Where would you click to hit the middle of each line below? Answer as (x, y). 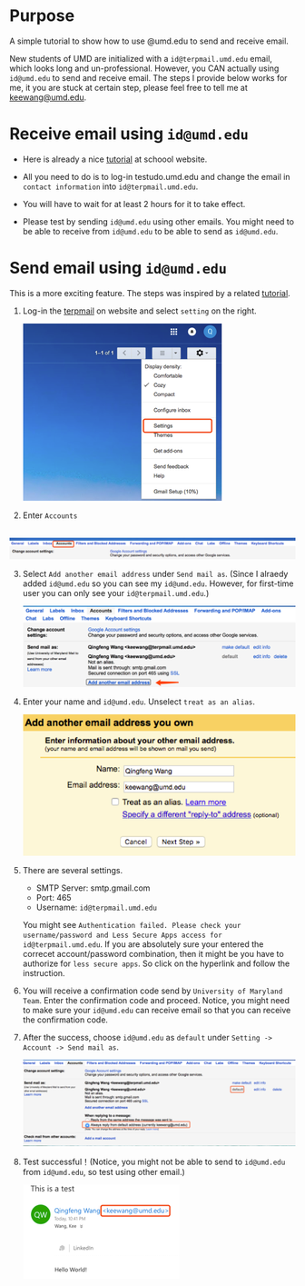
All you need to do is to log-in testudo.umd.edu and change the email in (156, 176)
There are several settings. (73, 871)
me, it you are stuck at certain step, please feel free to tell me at (128, 87)
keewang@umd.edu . (48, 97)
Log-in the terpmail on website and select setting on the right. (139, 311)
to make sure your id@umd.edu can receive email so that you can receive (157, 1011)
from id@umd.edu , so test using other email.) (104, 1172)
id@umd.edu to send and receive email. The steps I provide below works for (148, 77)
